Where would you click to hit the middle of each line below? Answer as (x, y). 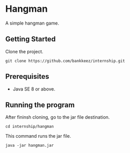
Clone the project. (24, 51)
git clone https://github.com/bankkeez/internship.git (65, 61)
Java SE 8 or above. (34, 89)
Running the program (40, 105)
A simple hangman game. (32, 23)
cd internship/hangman (30, 127)
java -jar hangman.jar (30, 146)
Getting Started (31, 39)
